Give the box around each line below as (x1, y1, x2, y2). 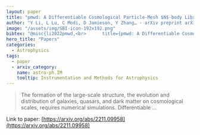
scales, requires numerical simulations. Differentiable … (20, 104, 157, 111)
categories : (6, 42, 36, 48)
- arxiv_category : (11, 64, 58, 70)
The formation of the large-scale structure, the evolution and (20, 92, 170, 99)
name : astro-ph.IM (17, 70, 62, 76)
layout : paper (6, 8, 42, 15)
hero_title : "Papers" (6, 36, 60, 42)
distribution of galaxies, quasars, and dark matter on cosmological (20, 98, 183, 105)
